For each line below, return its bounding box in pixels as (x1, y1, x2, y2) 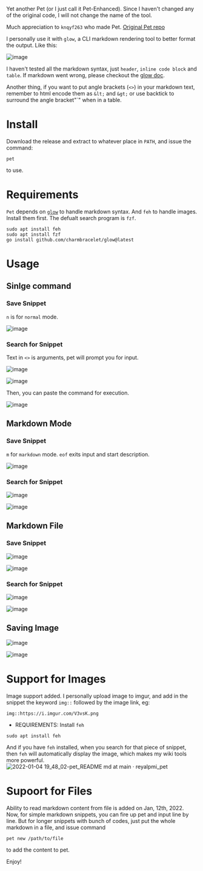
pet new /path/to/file (6, 835, 64, 841)
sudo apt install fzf (6, 231, 61, 238)
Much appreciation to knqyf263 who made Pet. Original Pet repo (6, 24, 165, 30)
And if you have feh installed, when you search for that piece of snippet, (6, 743, 187, 751)
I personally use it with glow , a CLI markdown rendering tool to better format (6, 35, 196, 42)
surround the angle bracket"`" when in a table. (6, 97, 122, 103)
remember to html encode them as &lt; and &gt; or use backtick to (6, 90, 175, 97)
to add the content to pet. (6, 846, 70, 853)
